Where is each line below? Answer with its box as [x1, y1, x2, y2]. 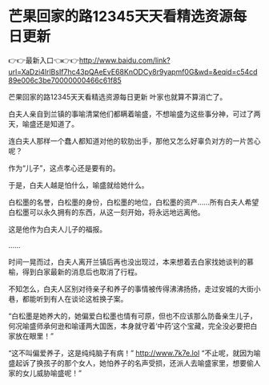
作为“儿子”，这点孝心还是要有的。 [8, 163, 120, 172]
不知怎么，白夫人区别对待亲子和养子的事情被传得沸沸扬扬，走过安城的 [8, 284, 240, 294]
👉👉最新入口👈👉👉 [8, 55, 80, 65]
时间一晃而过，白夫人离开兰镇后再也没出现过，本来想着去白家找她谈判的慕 [8, 257, 254, 266]
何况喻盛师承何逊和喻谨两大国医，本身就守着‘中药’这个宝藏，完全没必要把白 [8, 321, 258, 330]
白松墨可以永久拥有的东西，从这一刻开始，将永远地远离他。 [8, 207, 205, 217]
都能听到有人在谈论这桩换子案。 [22, 294, 128, 303]
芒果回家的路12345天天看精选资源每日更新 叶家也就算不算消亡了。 [8, 91, 227, 101]
